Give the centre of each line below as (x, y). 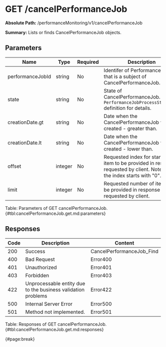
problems (36, 296)
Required (88, 62)
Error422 (101, 290)
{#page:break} (20, 339)
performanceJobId (29, 76)
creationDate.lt (25, 143)
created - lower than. (128, 149)
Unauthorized (41, 267)
